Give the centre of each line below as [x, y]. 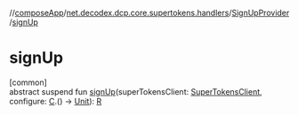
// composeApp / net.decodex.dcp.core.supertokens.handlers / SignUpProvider [149, 13]
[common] [28, 82]
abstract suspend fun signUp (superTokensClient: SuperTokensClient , [136, 91]
